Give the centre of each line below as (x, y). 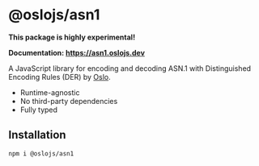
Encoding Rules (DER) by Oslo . (59, 77)
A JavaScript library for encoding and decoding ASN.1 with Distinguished (130, 68)
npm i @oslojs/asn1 (41, 154)
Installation (37, 135)
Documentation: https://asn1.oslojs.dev (77, 52)
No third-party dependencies (69, 101)
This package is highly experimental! (72, 37)
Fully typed (39, 110)
